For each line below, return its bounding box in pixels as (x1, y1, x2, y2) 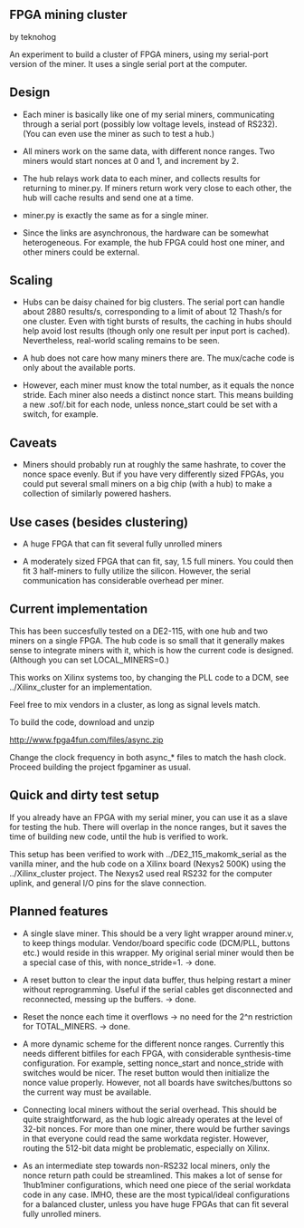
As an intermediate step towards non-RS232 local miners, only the (22, 1160, 271, 1171)
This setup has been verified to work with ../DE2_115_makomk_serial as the (9, 848, 288, 859)
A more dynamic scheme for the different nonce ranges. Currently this (22, 1038, 285, 1049)
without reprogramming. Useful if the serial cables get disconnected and (22, 983, 294, 995)
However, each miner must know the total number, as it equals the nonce (22, 380, 295, 391)
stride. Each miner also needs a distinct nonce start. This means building (22, 390, 294, 401)
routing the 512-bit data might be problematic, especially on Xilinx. (22, 1142, 270, 1154)
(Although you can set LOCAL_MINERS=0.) (9, 654, 170, 665)
